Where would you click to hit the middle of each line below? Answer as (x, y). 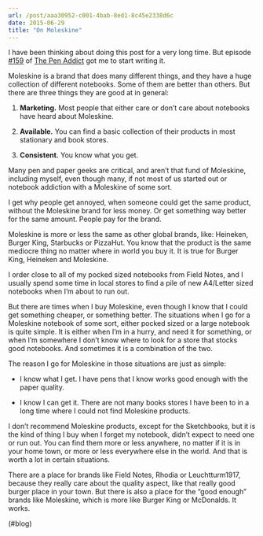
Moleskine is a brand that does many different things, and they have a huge (130, 76)
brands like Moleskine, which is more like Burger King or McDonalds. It (122, 500)
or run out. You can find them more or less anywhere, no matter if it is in (124, 443)
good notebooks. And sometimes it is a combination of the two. (111, 349)
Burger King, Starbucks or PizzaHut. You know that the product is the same (130, 243)
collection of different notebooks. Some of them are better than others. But (129, 84)
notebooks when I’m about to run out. (69, 291)
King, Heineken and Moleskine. (58, 260)
